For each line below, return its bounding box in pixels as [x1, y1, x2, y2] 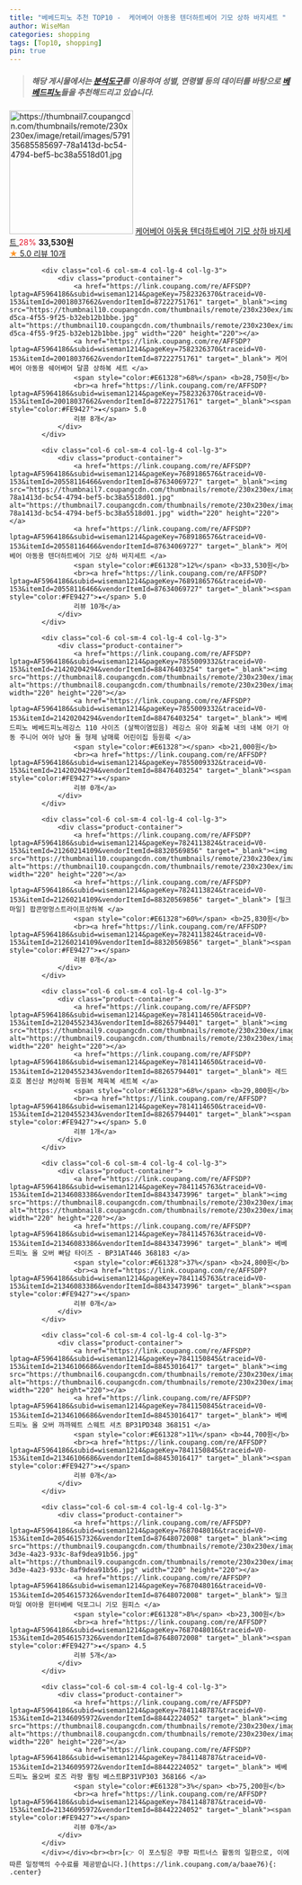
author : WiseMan [9, 22, 70, 31]
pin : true [9, 47, 47, 56]
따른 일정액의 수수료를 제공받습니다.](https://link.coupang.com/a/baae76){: [9, 1860, 277, 1870]
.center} [9, 1868, 42, 1877]
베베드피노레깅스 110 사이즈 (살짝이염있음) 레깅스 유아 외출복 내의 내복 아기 [31, 724, 280, 733]
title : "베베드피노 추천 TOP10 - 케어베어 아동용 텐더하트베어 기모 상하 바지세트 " [9, 13, 287, 22]
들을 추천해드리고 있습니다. [60, 86, 155, 97]
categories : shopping [9, 30, 91, 39]
